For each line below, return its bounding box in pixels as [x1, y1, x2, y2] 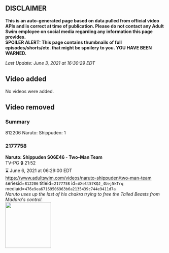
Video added [5, 75, 47, 83]
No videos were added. [5, 88, 54, 94]
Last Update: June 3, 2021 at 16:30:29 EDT [5, 60, 95, 66]
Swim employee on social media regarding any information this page [5, 28, 153, 35]
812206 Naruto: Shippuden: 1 [5, 130, 66, 136]
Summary [5, 118, 30, 125]
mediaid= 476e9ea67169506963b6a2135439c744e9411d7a [5, 185, 116, 191]
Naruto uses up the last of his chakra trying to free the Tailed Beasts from [5, 191, 160, 197]
